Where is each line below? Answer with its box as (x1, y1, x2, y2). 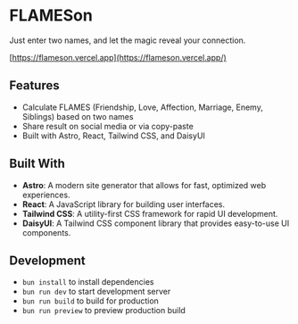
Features (9, 78, 60, 94)
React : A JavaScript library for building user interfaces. (21, 198, 226, 210)
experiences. (21, 189, 70, 200)
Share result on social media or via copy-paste (21, 120, 194, 131)
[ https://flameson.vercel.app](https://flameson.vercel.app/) (9, 52, 228, 62)
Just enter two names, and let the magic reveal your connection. (9, 35, 246, 46)
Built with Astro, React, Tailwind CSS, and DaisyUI (21, 130, 205, 141)
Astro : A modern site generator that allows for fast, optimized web (21, 179, 267, 190)
